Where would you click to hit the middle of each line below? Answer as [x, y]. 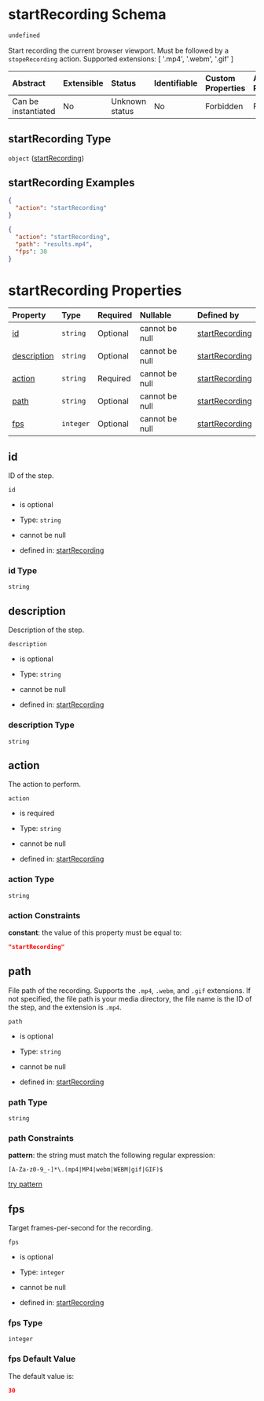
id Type [23, 571]
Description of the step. [46, 630]
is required [37, 813]
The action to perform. [44, 785]
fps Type [26, 1323]
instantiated [34, 111]
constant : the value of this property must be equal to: [95, 932]
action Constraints [44, 915]
